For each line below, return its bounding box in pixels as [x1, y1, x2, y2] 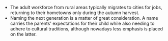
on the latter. [10, 31, 37, 37]
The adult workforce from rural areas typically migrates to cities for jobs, [10, 5, 162, 10]
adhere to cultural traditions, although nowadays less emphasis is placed [10, 26, 163, 32]
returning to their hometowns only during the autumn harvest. [10, 10, 140, 16]
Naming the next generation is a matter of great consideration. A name [10, 15, 158, 21]
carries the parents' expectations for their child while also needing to [10, 20, 155, 26]
